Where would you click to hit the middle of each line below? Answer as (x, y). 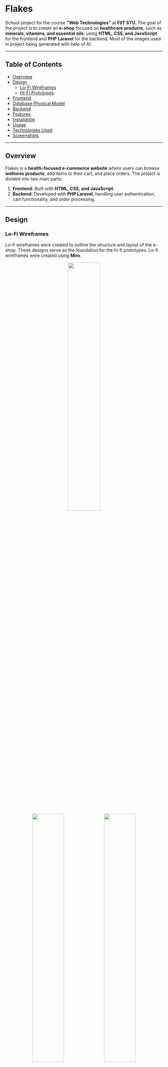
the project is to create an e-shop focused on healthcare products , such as (83, 28)
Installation (24, 119)
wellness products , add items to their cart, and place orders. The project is (83, 173)
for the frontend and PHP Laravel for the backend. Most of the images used (83, 39)
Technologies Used (32, 130)
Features (21, 114)
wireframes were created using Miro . (43, 256)
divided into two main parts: (34, 178)
